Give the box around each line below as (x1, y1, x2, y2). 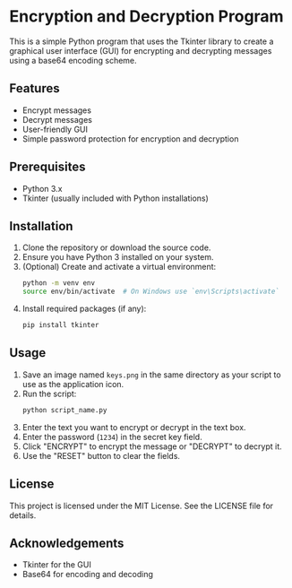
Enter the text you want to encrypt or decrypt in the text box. (21, 421, 246, 432)
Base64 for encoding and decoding (21, 569, 154, 580)
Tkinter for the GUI (21, 559, 91, 570)
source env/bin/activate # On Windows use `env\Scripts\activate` (21, 287, 279, 297)
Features (9, 81, 60, 96)
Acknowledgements (9, 535, 125, 550)
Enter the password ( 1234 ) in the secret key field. (21, 431, 203, 442)
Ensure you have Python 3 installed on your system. (21, 252, 214, 263)
